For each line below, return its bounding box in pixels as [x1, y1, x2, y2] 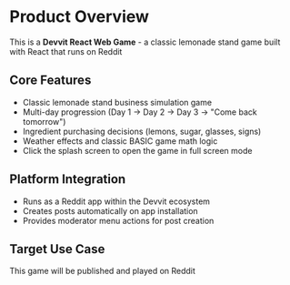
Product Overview [9, 6, 150, 27]
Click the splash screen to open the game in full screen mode [22, 145, 253, 156]
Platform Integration [9, 171, 126, 188]
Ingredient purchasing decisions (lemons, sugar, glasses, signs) [22, 126, 262, 137]
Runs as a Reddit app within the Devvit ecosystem [22, 196, 211, 207]
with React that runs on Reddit [9, 46, 123, 56]
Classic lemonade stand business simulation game [22, 97, 212, 107]
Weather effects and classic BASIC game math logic [22, 135, 218, 147]
